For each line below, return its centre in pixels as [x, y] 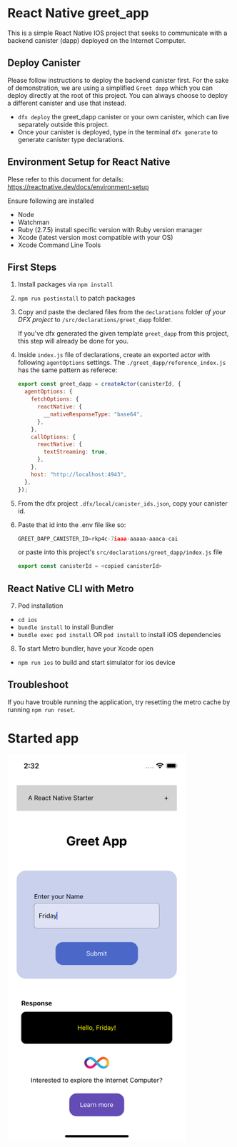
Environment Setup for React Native [89, 162]
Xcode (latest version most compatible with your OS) [95, 237]
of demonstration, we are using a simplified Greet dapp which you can [110, 88]
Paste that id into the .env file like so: [72, 525]
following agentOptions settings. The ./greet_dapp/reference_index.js [122, 363]
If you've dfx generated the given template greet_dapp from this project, [123, 334]
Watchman [34, 222]
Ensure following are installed [51, 201]
